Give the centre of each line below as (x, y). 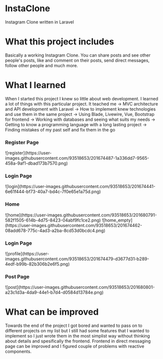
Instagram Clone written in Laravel (40, 22)
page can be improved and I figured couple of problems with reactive (75, 346)
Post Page (17, 277)
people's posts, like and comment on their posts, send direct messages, (77, 60)
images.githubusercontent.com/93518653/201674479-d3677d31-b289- (77, 259)
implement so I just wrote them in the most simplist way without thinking (78, 336)
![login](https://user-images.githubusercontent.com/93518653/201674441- (80, 187)
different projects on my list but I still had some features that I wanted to (77, 331)
